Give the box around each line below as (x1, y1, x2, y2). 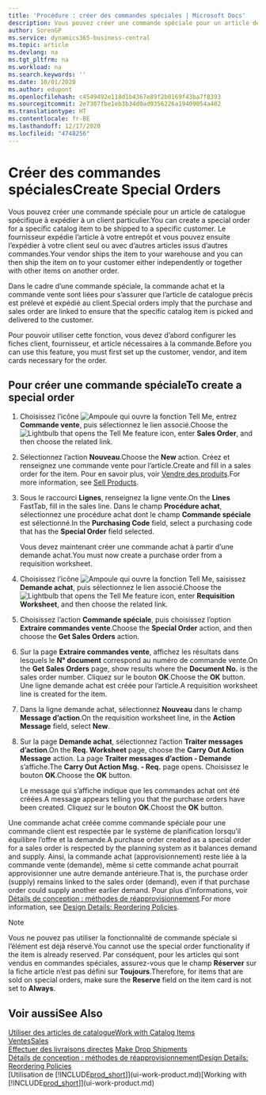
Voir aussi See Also (8, 1006, 103, 1020)
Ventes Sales (8, 1036, 49, 1046)
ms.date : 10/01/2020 (8, 78, 77, 86)
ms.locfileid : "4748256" (8, 129, 90, 137)
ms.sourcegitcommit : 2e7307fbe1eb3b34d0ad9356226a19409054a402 (8, 100, 222, 108)
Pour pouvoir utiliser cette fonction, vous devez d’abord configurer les (8, 330, 237, 339)
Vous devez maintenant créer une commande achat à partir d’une (19, 542, 234, 552)
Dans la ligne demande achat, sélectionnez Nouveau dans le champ (19, 705, 243, 714)
